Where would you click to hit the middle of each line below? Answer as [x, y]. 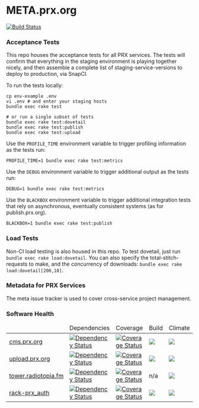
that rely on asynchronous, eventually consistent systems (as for [85, 206]
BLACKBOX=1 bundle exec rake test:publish [59, 224]
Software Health [30, 314]
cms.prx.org [26, 342]
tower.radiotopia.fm [36, 376]
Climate [179, 328]
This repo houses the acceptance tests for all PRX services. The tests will [96, 55]
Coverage [129, 328]
